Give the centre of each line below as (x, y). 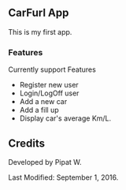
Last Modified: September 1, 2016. (63, 177)
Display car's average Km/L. (65, 118)
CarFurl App (39, 13)
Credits (27, 143)
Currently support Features (52, 69)
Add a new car (43, 102)
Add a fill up (39, 110)
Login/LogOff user (49, 93)
